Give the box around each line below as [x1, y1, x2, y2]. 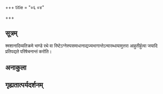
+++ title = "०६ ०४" [5, 5, 45, 10]
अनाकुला [5, 64, 26, 72]
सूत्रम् [5, 29, 18, 38]
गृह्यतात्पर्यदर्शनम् [5, 81, 43, 89]
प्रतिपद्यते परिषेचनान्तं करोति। [5, 48, 52, 54]
